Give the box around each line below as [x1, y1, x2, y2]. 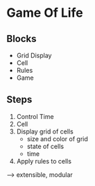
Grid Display [16, 51, 52, 59]
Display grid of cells [16, 127, 74, 136]
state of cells [26, 142, 64, 150]
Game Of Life [6, 5, 84, 21]
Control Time [16, 112, 54, 120]
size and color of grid [26, 134, 88, 143]
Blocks [6, 33, 37, 45]
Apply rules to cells [16, 157, 72, 165]
